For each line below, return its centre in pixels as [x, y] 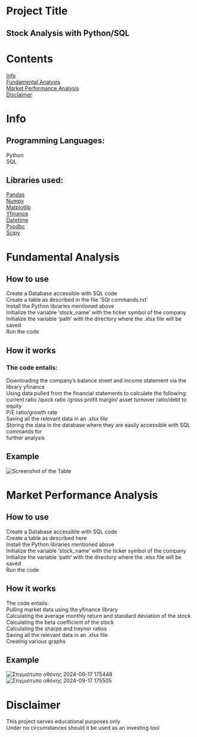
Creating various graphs [36, 641]
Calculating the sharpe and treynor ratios [57, 628]
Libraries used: [35, 180]
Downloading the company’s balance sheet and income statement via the [96, 381]
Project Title [37, 11]
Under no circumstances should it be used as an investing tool [83, 728]
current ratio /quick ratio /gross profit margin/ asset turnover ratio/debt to [96, 400]
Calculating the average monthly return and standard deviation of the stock [98, 615]
